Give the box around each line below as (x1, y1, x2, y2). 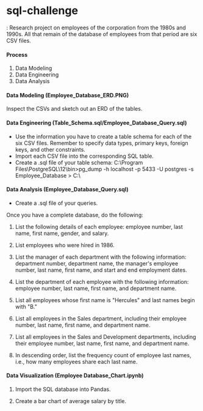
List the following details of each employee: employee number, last (15, 223, 183, 230)
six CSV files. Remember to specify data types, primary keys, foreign (15, 139, 188, 147)
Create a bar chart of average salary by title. (15, 397, 127, 404)
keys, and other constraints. (15, 146, 85, 153)
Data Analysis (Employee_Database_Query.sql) (6, 186, 129, 193)
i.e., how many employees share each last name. (15, 358, 138, 365)
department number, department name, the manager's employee (15, 259, 179, 267)
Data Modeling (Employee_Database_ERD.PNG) (6, 91, 129, 98)
